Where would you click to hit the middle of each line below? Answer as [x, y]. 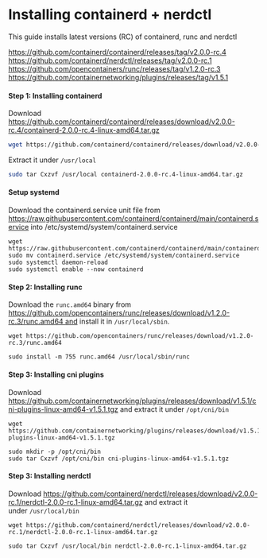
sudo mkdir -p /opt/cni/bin [55, 451]
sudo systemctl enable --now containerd [76, 269]
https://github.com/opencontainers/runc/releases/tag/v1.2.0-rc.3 [114, 68]
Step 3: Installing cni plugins [56, 374]
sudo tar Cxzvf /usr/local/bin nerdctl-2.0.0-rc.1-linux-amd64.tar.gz [128, 546]
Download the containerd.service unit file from [84, 210]
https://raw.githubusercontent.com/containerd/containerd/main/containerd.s [133, 219]
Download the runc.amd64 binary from [70, 304]
